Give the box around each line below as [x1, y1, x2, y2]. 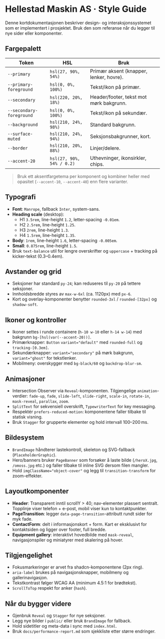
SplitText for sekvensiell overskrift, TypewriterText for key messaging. [12, 404, 156, 409]
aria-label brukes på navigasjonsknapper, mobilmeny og [12, 569, 129, 575]
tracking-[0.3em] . [12, 344, 49, 351]
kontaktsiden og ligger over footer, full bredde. [12, 526, 107, 532]
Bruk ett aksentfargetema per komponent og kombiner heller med [17, 173, 150, 179]
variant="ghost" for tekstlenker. [12, 355, 77, 361]
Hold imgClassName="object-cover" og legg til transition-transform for [12, 467, 156, 473]
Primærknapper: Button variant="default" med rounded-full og [12, 339, 142, 345]
